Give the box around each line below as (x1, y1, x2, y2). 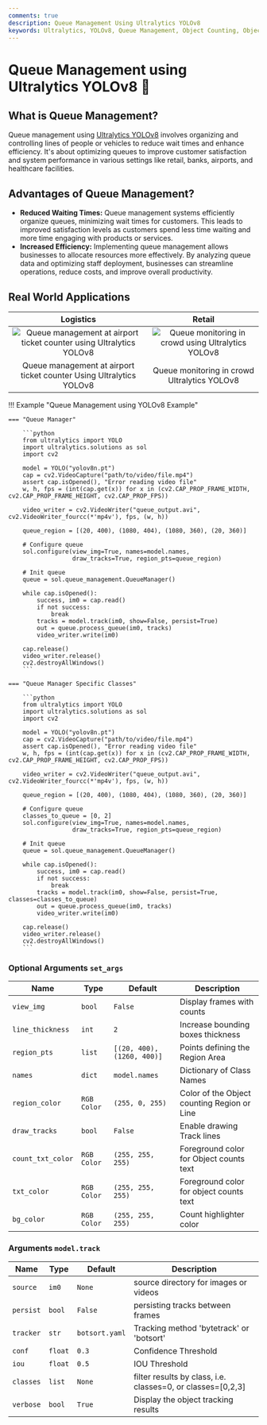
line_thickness (12, 1025, 70, 1034)
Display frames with (180, 997, 254, 1008)
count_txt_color (12, 1154, 74, 1164)
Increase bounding (180, 1019, 250, 1030)
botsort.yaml (76, 1328, 126, 1338)
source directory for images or (133, 1276, 248, 1288)
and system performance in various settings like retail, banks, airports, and (8, 156, 253, 165)
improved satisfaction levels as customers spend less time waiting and (19, 225, 251, 234)
